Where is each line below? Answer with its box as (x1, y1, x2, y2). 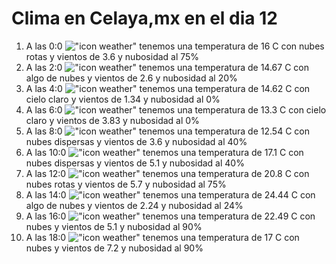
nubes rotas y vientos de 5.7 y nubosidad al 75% (25, 178, 227, 190)
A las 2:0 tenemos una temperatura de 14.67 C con (25, 61, 309, 73)
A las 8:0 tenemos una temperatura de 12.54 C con (25, 125, 310, 137)
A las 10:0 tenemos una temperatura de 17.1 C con (25, 146, 304, 158)
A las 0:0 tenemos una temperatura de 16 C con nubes (25, 40, 325, 52)
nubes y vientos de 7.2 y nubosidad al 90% (25, 242, 204, 254)
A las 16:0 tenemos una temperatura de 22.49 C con (25, 210, 316, 222)
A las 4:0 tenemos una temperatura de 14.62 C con (25, 82, 311, 94)
